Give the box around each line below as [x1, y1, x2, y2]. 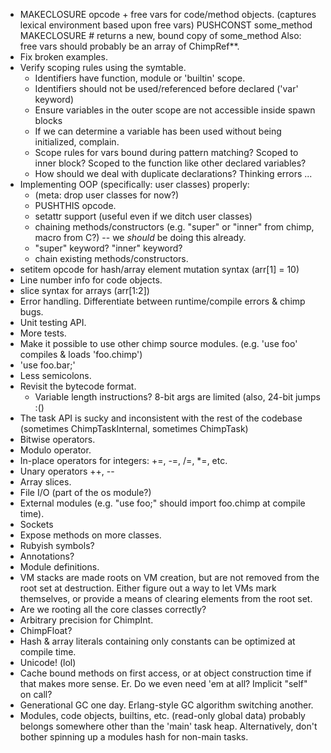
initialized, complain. [34, 136, 120, 148]
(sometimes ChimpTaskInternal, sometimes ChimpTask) [19, 423, 249, 434]
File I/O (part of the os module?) [19, 487, 152, 498]
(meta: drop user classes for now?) [34, 189, 180, 201]
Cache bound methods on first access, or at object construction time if [19, 667, 312, 679]
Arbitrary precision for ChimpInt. [19, 614, 154, 626]
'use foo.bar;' [19, 359, 76, 371]
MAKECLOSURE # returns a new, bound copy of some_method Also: [19, 30, 302, 41]
